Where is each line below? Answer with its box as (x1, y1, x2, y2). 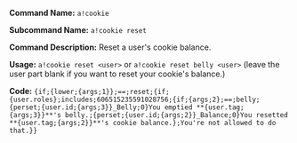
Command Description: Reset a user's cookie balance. (9, 42, 212, 52)
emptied (164, 103, 193, 112)
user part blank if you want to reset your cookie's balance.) (9, 68, 226, 79)
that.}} (9, 126, 38, 135)
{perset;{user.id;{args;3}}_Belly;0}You (9, 103, 162, 112)
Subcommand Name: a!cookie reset (9, 25, 147, 35)
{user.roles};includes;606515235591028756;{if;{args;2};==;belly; (9, 95, 261, 104)
